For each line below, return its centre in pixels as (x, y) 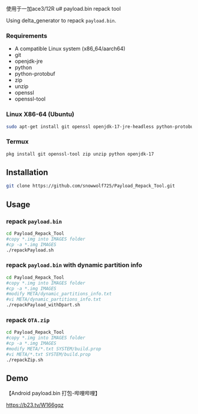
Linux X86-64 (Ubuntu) (40, 114)
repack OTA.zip (28, 320)
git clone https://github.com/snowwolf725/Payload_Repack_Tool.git (91, 186)
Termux (17, 142)
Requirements (27, 35)
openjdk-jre (29, 62)
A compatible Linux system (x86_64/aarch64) (70, 48)
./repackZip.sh (25, 360)
